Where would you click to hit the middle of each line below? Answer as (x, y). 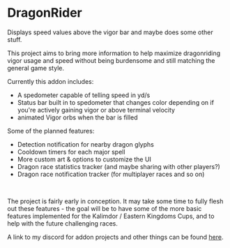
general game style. (36, 68)
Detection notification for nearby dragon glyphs (86, 144)
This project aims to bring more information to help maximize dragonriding (114, 53)
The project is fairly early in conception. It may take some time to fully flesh (115, 201)
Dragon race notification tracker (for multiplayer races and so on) (111, 174)
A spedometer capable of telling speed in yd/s (84, 95)
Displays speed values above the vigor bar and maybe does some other (110, 32)
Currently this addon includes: (51, 81)
